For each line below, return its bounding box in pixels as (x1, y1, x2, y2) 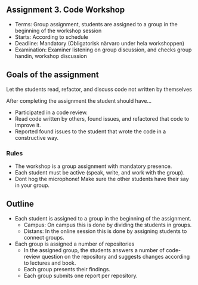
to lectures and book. (23, 259, 76, 266)
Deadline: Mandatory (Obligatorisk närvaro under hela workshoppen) (14, 39, 185, 47)
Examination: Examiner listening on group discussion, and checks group (14, 46, 192, 53)
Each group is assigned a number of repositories (14, 240, 135, 247)
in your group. (14, 182, 49, 189)
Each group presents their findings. (23, 265, 110, 272)
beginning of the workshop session (14, 27, 102, 34)
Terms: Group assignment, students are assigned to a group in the (14, 20, 178, 27)
